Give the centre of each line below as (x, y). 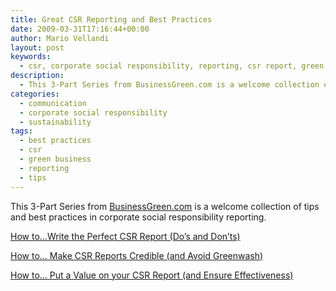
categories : (35, 94)
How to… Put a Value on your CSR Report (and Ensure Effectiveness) (152, 275)
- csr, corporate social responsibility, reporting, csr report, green (172, 66)
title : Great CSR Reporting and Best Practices (111, 19)
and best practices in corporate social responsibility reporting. (138, 217)
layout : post (37, 47)
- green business (55, 159)
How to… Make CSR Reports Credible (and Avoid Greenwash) (137, 255)
